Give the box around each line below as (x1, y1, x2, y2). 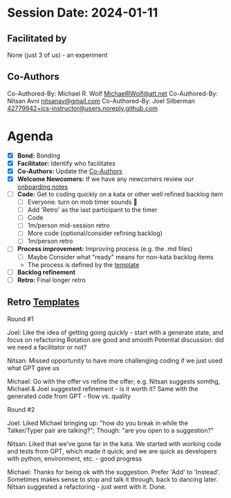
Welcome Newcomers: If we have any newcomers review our (17, 175, 194, 183)
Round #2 (7, 405, 35, 413)
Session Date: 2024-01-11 (7, 5, 158, 21)
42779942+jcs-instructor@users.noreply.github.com (7, 104, 158, 112)
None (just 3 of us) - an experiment (7, 51, 108, 59)
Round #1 (7, 314, 34, 323)
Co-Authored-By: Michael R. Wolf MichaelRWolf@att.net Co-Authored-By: (7, 89, 219, 98)
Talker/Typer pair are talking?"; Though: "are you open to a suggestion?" (7, 426, 214, 434)
